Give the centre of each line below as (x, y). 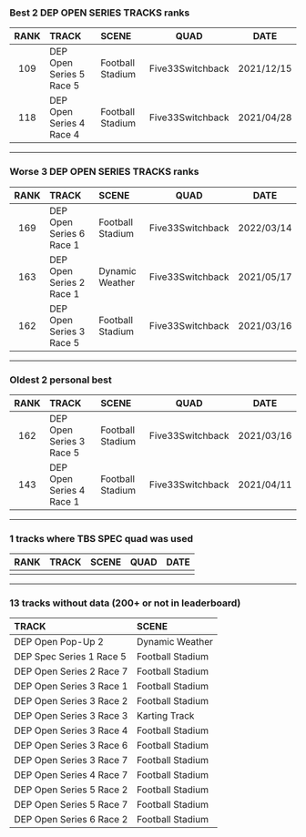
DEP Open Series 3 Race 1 (71, 687)
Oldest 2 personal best (61, 380)
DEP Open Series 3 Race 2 (71, 701)
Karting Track (165, 716)
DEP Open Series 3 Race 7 (71, 760)
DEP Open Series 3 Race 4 (71, 730)
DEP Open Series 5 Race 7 (71, 805)
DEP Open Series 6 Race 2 (71, 820)
